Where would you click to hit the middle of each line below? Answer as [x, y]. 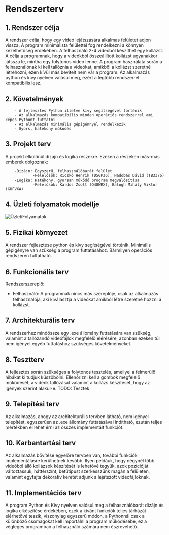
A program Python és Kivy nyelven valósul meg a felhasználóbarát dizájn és [84, 505]
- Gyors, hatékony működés [43, 128]
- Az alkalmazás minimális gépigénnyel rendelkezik [70, 124]
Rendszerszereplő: [25, 284]
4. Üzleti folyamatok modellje [53, 205]
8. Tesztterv [25, 360]
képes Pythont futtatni [30, 120]
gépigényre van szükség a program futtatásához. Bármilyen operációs [79, 250]
